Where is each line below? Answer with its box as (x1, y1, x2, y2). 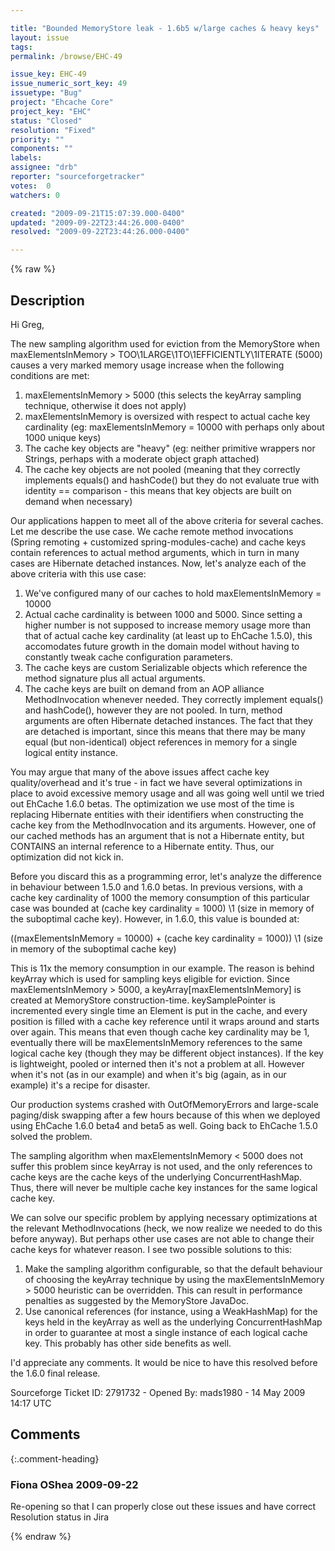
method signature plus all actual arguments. (24, 672, 206, 684)
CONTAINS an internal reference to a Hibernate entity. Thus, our (10, 840, 275, 852)
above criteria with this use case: (10, 567, 147, 580)
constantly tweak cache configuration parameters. (24, 651, 233, 663)
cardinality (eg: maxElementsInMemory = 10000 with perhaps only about (24, 421, 325, 433)
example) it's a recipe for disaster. (10, 1079, 151, 1091)
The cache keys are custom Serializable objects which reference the (24, 661, 308, 673)
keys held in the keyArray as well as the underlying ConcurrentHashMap (24, 1316, 323, 1328)
